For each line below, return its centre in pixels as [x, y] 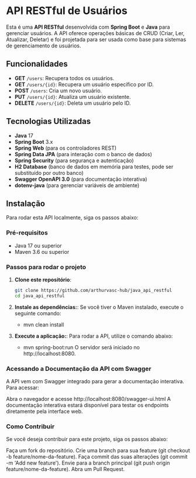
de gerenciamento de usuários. [44, 46]
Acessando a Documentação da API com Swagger [79, 369]
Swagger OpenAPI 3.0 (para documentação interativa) [81, 179]
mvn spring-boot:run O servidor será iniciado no [82, 347]
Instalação [26, 203]
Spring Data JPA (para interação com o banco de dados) [83, 154]
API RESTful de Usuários [67, 11]
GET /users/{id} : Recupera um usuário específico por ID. [84, 84]
